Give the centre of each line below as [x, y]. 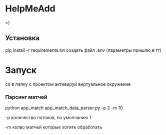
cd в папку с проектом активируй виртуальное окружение [68, 84]
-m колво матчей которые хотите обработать [54, 127]
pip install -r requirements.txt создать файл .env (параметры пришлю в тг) [83, 50]
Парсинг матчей [26, 97]
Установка [22, 38]
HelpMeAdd [30, 9]
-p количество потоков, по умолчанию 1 [48, 117]
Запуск [21, 70]
